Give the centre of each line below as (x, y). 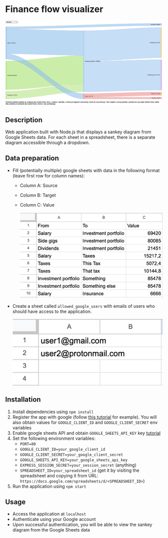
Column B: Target (38, 195)
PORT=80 (28, 444)
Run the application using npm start (49, 486)
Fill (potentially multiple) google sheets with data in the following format (86, 170)
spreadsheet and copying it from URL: (59, 475)
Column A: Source (38, 185)
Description (24, 120)
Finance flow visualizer (54, 9)
